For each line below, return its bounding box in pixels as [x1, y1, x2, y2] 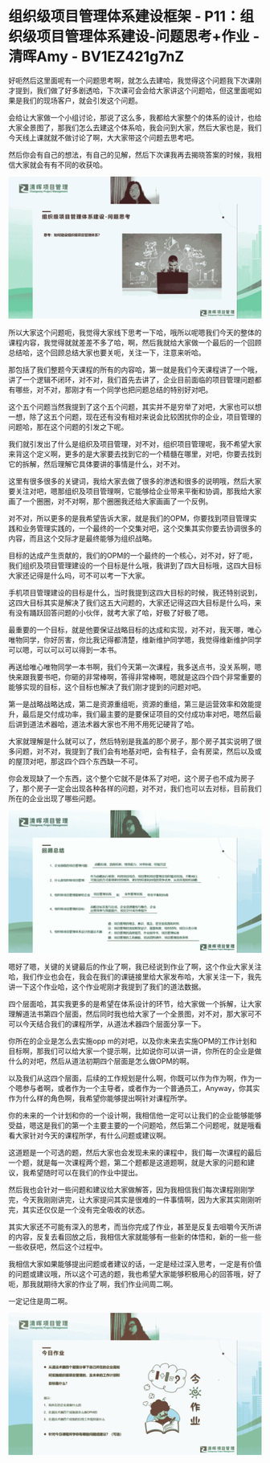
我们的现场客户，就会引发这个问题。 [22, 96, 142, 105]
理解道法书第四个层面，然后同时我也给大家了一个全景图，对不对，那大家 [8, 1009, 247, 1019]
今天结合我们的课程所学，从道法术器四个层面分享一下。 [22, 1019, 206, 1028]
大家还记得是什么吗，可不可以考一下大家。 [8, 571, 149, 581]
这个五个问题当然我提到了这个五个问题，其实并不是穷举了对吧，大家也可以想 [8, 403, 262, 412]
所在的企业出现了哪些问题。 [8, 794, 100, 803]
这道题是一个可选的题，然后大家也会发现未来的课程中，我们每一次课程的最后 [8, 1147, 262, 1157]
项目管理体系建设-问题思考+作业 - [36, 27, 260, 46]
